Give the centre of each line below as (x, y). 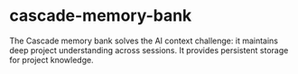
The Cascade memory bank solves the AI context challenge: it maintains (144, 41)
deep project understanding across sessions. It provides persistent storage (149, 50)
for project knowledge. (51, 60)
